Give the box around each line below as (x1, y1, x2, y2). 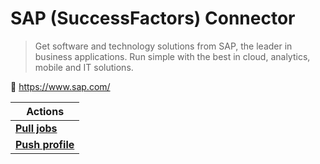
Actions (26, 104, 65, 118)
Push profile (15, 137, 75, 151)
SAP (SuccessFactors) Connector (10, 7, 296, 30)
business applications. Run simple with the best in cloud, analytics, (34, 50, 311, 62)
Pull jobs (15, 121, 58, 135)
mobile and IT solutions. (34, 61, 134, 73)
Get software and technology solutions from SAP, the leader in (34, 40, 293, 52)
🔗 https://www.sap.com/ (10, 80, 111, 92)
